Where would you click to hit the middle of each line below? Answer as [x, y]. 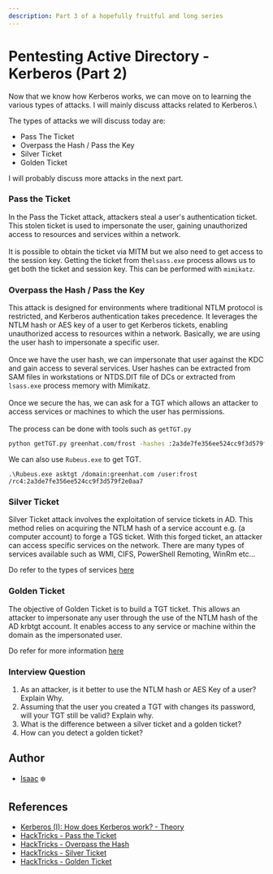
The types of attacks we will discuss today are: [87, 121]
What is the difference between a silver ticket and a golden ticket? [131, 724]
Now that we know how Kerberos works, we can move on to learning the [130, 96]
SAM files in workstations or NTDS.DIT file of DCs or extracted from [122, 377]
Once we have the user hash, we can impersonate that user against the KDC [136, 360]
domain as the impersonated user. [65, 635]
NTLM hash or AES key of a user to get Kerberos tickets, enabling [118, 325]
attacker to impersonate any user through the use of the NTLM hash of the [133, 617]
